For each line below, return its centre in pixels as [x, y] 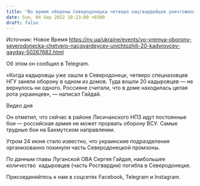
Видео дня [19, 106]
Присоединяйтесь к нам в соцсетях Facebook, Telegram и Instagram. [93, 177]
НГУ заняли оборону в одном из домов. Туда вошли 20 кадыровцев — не [100, 81]
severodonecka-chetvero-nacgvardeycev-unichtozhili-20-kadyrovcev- [93, 46]
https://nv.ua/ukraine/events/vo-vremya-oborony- [130, 40]
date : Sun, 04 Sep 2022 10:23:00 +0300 [56, 17]
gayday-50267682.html [35, 52]
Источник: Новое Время [37, 40]
